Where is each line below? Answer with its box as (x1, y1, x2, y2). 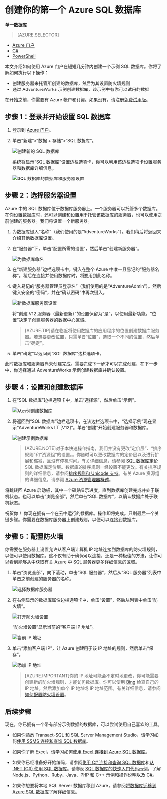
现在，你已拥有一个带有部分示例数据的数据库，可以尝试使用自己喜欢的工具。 (5, 721, 162, 727)
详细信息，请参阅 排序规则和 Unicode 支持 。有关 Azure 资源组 (33, 470, 160, 476)
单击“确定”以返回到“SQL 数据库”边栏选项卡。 (12, 350, 104, 356)
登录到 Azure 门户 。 (12, 127, 54, 133)
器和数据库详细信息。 (12, 165, 56, 171)
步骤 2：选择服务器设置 (5, 191, 77, 200)
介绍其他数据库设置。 (12, 235, 56, 241)
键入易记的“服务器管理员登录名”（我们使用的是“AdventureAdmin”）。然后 (12, 283, 162, 289)
